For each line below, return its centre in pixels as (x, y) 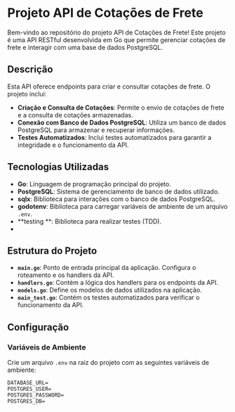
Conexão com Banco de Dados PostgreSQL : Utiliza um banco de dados (122, 122)
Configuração (38, 327)
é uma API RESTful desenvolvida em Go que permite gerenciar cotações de (116, 39)
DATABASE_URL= (28, 383)
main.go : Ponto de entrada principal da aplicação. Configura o (107, 268)
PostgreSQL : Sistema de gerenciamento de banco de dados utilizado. (118, 191)
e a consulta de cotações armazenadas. (75, 115)
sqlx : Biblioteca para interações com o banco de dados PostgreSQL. (116, 199)
